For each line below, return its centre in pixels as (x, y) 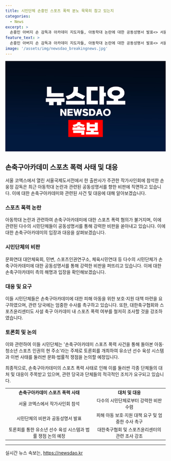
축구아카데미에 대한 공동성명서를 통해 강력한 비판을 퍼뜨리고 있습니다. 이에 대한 (83, 265)
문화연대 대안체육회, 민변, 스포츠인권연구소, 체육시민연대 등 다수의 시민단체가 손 (84, 259)
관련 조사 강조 (129, 436)
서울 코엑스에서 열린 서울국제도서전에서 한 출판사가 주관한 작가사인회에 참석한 (82, 180)
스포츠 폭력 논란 (23, 208)
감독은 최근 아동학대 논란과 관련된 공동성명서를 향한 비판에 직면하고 (81, 187)
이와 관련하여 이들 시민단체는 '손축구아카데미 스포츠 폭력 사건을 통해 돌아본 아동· (85, 344)
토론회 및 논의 (21, 332)
